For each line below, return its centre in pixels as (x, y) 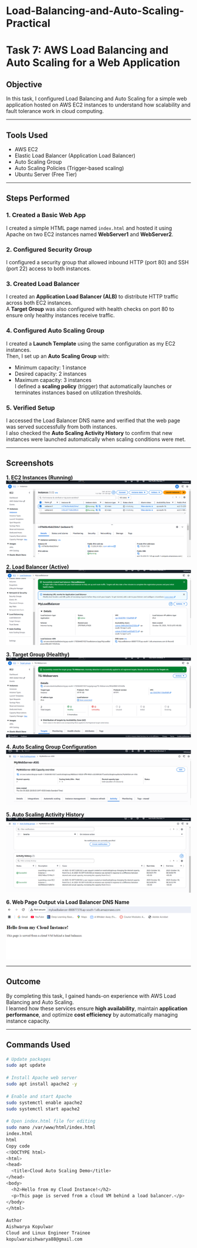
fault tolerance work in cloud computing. (55, 111)
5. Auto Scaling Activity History (45, 814)
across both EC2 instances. (39, 303)
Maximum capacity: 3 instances (53, 380)
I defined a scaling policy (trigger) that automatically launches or (93, 386)
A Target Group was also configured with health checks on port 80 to (90, 309)
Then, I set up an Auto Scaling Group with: (58, 356)
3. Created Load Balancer (43, 284)
